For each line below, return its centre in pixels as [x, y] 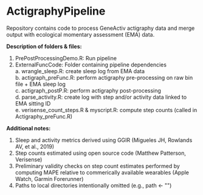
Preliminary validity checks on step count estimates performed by [98, 166]
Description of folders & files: [44, 46]
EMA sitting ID [33, 103]
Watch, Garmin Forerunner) [49, 179]
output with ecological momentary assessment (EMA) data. [81, 34]
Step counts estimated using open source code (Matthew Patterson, [101, 153]
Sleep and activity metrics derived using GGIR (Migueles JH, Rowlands [104, 140]
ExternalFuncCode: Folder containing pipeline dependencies [91, 65]
